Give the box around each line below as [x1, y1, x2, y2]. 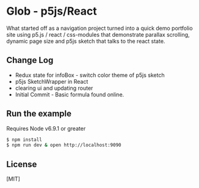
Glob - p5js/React [6, 4, 97, 18]
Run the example [6, 109, 72, 119]
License [6, 159, 37, 169]
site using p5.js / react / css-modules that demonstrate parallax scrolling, [6, 31, 190, 38]
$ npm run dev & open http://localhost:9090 [6, 142, 121, 148]
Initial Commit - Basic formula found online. [15, 90, 125, 98]
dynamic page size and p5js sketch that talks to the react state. [6, 37, 165, 45]
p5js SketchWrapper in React [15, 78, 89, 85]
